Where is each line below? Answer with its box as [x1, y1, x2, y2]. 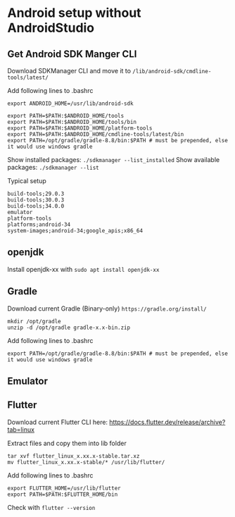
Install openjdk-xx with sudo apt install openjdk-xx [7, 265, 160, 273]
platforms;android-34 [7, 221, 71, 228]
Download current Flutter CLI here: [7, 418, 108, 426]
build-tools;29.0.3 [7, 190, 65, 197]
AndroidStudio [7, 20, 95, 36]
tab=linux [7, 425, 35, 434]
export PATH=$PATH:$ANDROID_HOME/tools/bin [7, 118, 137, 125]
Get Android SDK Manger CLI [7, 48, 137, 60]
